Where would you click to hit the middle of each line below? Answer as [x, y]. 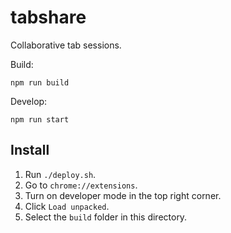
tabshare [48, 17]
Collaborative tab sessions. [66, 45]
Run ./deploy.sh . [60, 174]
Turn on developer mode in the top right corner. [123, 195]
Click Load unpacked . [67, 206]
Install [30, 150]
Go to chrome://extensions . [81, 185]
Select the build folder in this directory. [106, 217]
